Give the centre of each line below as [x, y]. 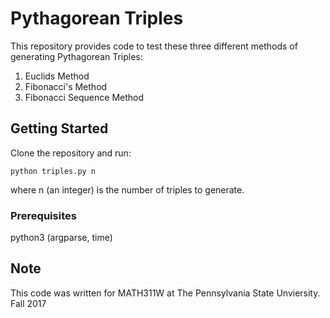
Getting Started [59, 128]
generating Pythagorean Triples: [76, 56]
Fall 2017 [28, 303]
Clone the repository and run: [71, 153]
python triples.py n [53, 171]
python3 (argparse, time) [61, 238]
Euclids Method [57, 76]
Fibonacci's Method [66, 86]
